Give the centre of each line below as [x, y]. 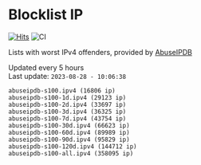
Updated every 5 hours [46, 67]
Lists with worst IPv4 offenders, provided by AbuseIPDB [100, 52]
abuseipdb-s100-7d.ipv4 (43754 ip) [67, 118]
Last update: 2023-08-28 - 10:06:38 [67, 76]
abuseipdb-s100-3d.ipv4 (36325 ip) [67, 112]
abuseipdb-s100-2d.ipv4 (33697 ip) [67, 104]
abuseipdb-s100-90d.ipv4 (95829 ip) [69, 139]
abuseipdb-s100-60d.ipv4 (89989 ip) [69, 132]
